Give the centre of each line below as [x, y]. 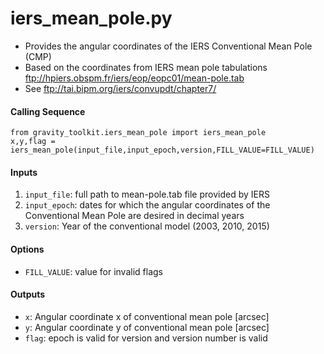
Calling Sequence [48, 111]
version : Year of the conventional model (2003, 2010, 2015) [147, 226]
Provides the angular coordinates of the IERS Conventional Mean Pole [168, 46]
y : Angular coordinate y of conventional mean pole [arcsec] [147, 327]
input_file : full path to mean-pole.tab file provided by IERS [147, 194]
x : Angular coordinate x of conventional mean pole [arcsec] [147, 316]
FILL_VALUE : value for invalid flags [93, 271]
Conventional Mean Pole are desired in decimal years [134, 216]
